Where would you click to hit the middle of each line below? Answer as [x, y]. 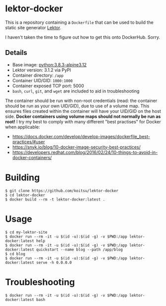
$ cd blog [15, 254]
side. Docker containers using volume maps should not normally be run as [83, 116]
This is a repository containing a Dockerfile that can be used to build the [79, 22]
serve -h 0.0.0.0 [54, 262]
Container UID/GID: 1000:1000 [42, 80]
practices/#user [29, 142]
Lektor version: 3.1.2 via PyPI [42, 70]
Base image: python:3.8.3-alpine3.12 [49, 64]
